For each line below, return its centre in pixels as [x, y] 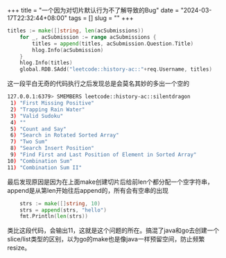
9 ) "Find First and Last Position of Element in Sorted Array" [103, 155]
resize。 [19, 248]
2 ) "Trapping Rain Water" [47, 110]
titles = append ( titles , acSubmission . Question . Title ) [113, 44]
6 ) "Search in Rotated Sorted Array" [64, 135]
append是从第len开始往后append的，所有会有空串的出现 [88, 190]
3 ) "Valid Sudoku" [37, 116]
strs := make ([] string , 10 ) [60, 203]
